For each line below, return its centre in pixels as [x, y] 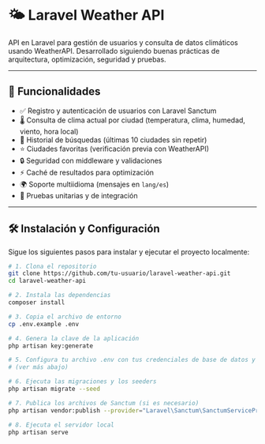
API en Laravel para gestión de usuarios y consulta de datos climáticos [123, 42]
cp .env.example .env [44, 324]
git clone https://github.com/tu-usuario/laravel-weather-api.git [119, 273]
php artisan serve [38, 432]
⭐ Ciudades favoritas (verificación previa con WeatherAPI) [114, 149]
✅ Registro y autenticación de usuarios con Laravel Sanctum [118, 111]
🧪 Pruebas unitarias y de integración [78, 195]
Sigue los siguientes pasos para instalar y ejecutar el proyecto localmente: [129, 252]
